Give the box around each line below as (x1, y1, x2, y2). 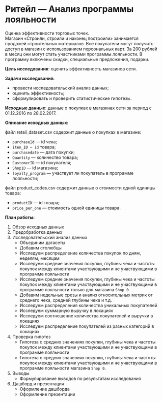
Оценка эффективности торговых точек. (5, 30, 89, 36)
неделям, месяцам (19, 255, 60, 261)
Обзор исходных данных (12, 224, 64, 230)
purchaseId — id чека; (12, 139, 57, 145)
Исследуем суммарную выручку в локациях (19, 308, 114, 313)
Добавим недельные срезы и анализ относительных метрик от (19, 292, 153, 298)
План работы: (5, 214, 35, 220)
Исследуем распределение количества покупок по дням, (19, 250, 141, 256)
